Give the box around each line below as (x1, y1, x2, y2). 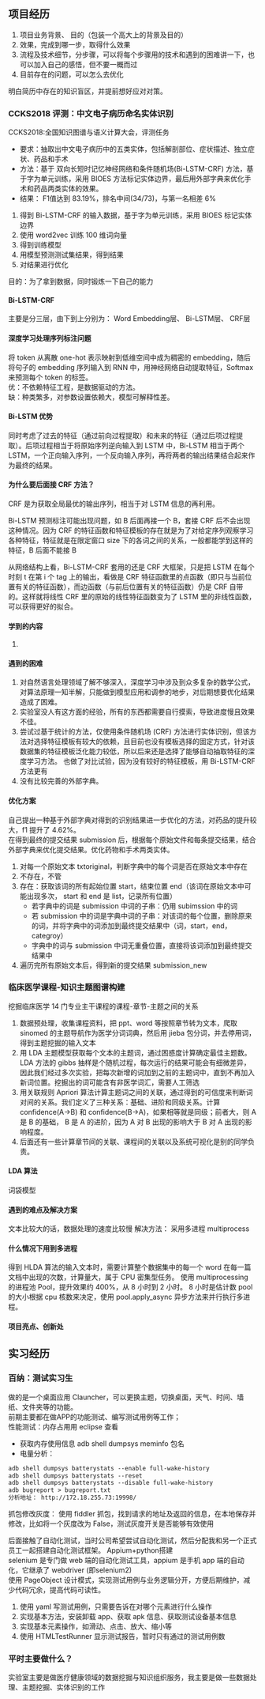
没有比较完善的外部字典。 (19, 776, 103, 786)
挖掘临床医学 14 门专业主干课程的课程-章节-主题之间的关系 (8, 1001, 199, 1010)
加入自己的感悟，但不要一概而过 (33, 59, 138, 69)
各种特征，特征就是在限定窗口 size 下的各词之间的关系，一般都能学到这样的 (8, 535, 254, 545)
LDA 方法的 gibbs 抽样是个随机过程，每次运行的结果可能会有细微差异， (19, 1058, 251, 1067)
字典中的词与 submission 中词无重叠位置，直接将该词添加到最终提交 (31, 940, 252, 950)
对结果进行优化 (19, 260, 69, 270)
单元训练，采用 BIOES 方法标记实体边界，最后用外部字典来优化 (40, 174, 244, 183)
